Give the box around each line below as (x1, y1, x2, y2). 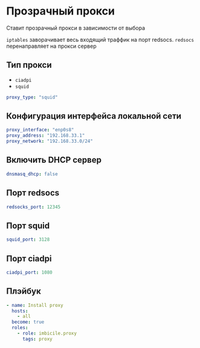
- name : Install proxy (6, 302, 63, 308)
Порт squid (6, 220, 50, 231)
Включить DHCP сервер (6, 155, 102, 165)
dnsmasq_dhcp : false (6, 171, 59, 177)
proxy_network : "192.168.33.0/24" (6, 138, 94, 145)
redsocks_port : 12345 (6, 204, 61, 210)
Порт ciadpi (6, 253, 52, 264)
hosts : (11, 307, 28, 314)
